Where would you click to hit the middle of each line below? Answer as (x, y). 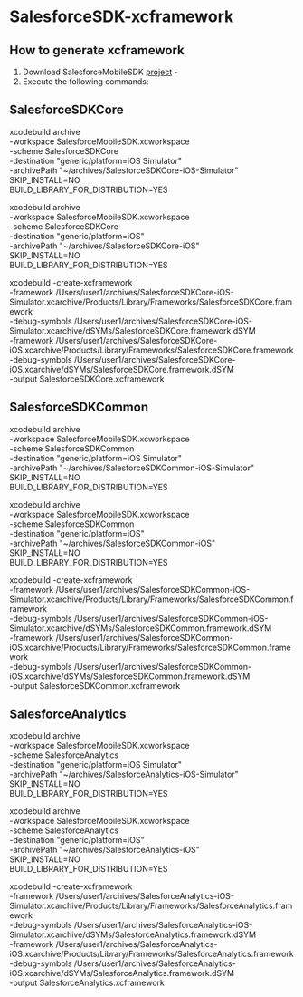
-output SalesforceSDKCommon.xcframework (95, 685)
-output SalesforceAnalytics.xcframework (87, 983)
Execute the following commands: (85, 82)
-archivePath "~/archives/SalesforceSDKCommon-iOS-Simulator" (132, 468)
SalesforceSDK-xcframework (122, 17)
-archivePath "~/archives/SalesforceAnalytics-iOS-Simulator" (124, 774)
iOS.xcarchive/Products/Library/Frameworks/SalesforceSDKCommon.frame (150, 647)
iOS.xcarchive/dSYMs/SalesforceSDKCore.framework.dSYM (122, 369)
